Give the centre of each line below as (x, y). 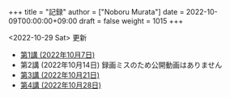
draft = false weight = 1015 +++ (131, 21)
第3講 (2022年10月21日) (60, 75)
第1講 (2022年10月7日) (57, 55)
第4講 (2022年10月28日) (61, 85)
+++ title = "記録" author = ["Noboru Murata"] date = (96, 12)
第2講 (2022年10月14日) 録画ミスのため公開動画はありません (121, 65)
